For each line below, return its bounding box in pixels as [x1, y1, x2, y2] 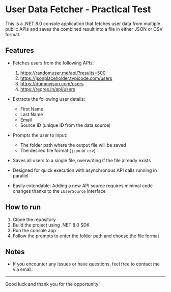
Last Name [20, 111, 43, 117]
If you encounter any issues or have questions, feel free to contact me [12, 261, 160, 267]
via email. [12, 266, 33, 273]
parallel [12, 172, 28, 178]
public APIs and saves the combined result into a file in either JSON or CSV [5, 26, 163, 32]
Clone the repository [12, 216, 56, 222]
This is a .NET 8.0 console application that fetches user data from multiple [5, 20, 160, 27]
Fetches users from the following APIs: [12, 60, 94, 66]
